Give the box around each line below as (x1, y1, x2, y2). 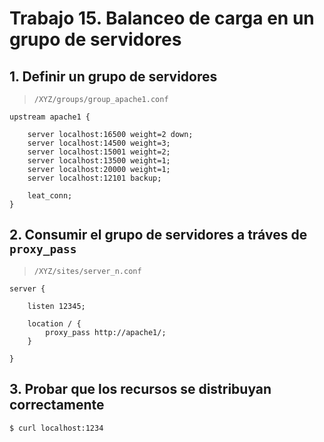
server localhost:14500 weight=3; (27, 138, 171, 148)
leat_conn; (27, 191, 73, 201)
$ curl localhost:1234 (9, 423, 104, 433)
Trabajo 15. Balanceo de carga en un (9, 7, 315, 30)
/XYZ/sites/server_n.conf (33, 266, 142, 276)
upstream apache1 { (9, 112, 91, 122)
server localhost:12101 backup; (27, 173, 162, 183)
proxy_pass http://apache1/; (45, 327, 167, 337)
